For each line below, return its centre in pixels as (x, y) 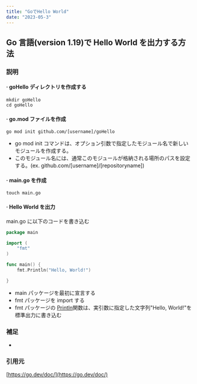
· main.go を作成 (26, 180)
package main (22, 232)
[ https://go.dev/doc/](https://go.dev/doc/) (57, 375)
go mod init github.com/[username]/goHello (61, 132)
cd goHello (20, 105)
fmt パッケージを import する (50, 300)
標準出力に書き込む (38, 315)
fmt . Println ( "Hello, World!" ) (54, 270)
